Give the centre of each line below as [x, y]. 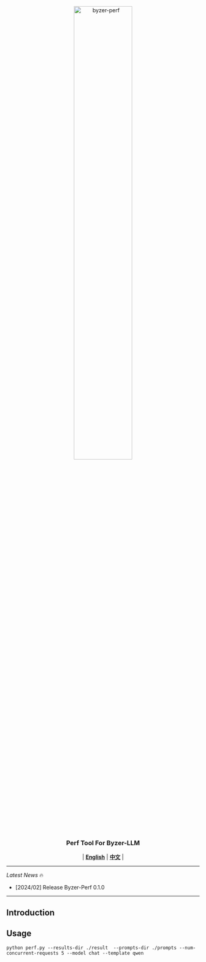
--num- [188, 948]
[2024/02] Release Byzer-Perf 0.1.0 [60, 888]
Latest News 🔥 [25, 875]
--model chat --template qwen [105, 953]
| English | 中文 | [103, 857]
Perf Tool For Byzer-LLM [103, 843]
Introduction [31, 913]
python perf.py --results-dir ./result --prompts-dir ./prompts [91, 948]
